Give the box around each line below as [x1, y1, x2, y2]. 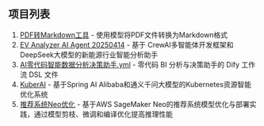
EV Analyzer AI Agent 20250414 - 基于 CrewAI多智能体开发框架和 [19, 40, 234, 49]
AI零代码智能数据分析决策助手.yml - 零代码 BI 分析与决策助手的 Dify [19, 59, 240, 69]
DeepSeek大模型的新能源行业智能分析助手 [19, 50, 159, 59]
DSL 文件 [29, 70, 59, 79]
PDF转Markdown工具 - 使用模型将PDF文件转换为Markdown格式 [19, 30, 228, 40]
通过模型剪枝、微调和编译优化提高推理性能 [33, 109, 173, 119]
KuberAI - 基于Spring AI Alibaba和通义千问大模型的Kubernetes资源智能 [19, 79, 252, 89]
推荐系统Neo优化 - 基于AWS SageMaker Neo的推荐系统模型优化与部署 [19, 99, 250, 109]
